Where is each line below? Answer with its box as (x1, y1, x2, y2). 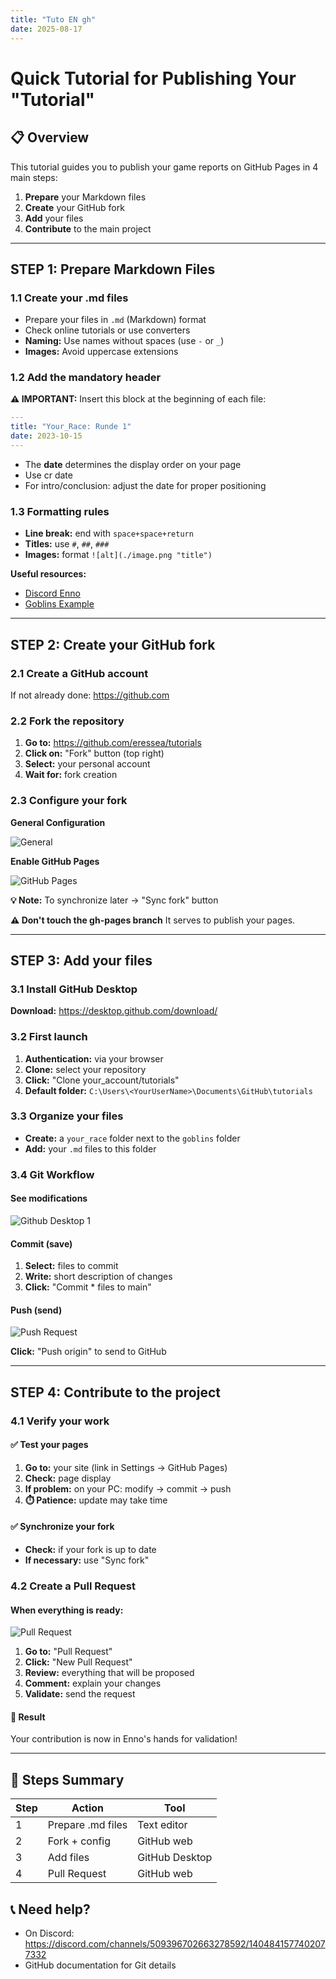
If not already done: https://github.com (10, 689, 170, 701)
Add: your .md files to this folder (24, 1142, 157, 1155)
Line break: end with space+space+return (24, 527, 194, 540)
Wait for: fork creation (24, 769, 118, 781)
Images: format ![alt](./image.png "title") (24, 549, 213, 561)
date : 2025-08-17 (10, 24, 83, 34)
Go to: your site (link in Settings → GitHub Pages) (24, 1461, 228, 1473)
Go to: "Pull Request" (24, 1646, 113, 1658)
